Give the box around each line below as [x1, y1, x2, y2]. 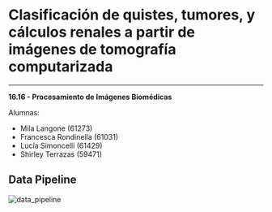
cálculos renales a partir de [8, 23, 196, 41]
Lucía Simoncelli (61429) [19, 141, 103, 150]
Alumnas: [8, 107, 40, 117]
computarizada [8, 58, 113, 76]
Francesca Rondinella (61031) [19, 132, 119, 141]
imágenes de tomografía [8, 41, 176, 58]
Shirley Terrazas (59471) [19, 149, 103, 159]
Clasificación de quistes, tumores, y [8, 6, 256, 24]
